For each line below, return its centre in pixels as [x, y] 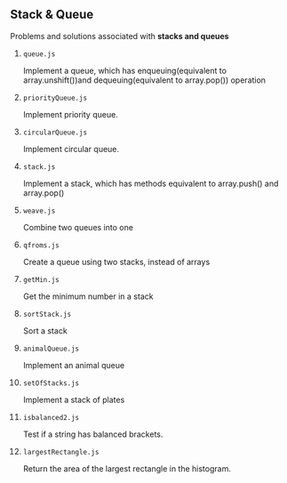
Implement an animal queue [74, 365]
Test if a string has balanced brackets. [93, 434]
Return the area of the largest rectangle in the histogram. [127, 468]
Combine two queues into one [78, 227]
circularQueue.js [55, 133]
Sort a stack [45, 330]
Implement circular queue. [71, 149]
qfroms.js [41, 245]
